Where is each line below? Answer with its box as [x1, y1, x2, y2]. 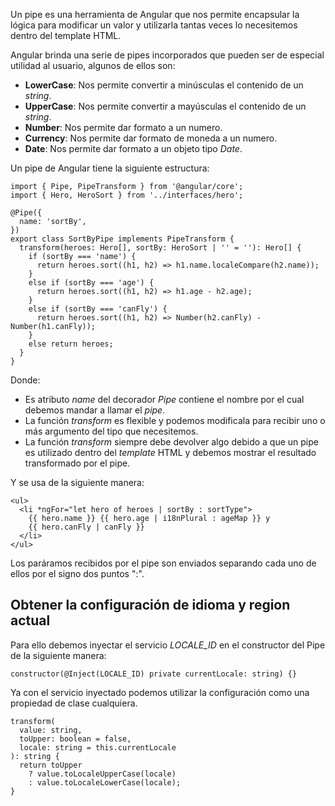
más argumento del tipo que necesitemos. [24, 425, 199, 437]
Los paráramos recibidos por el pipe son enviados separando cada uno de [10, 557, 317, 569]
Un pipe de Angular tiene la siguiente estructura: [10, 162, 210, 174]
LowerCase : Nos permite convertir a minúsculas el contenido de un [24, 79, 304, 91]
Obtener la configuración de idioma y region [10, 597, 291, 614]
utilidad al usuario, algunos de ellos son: [10, 60, 176, 71]
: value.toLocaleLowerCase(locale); [28, 777, 182, 788]
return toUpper [19, 760, 83, 770]
